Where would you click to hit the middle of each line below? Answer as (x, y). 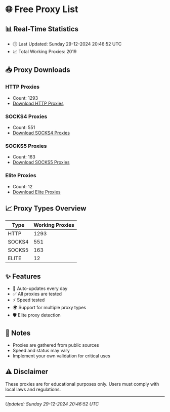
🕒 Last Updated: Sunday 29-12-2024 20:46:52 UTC (67, 44)
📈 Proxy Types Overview (46, 208)
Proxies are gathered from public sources (56, 345)
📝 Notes (18, 333)
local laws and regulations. (33, 389)
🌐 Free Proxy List (42, 9)
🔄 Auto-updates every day (40, 289)
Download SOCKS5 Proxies (41, 162)
